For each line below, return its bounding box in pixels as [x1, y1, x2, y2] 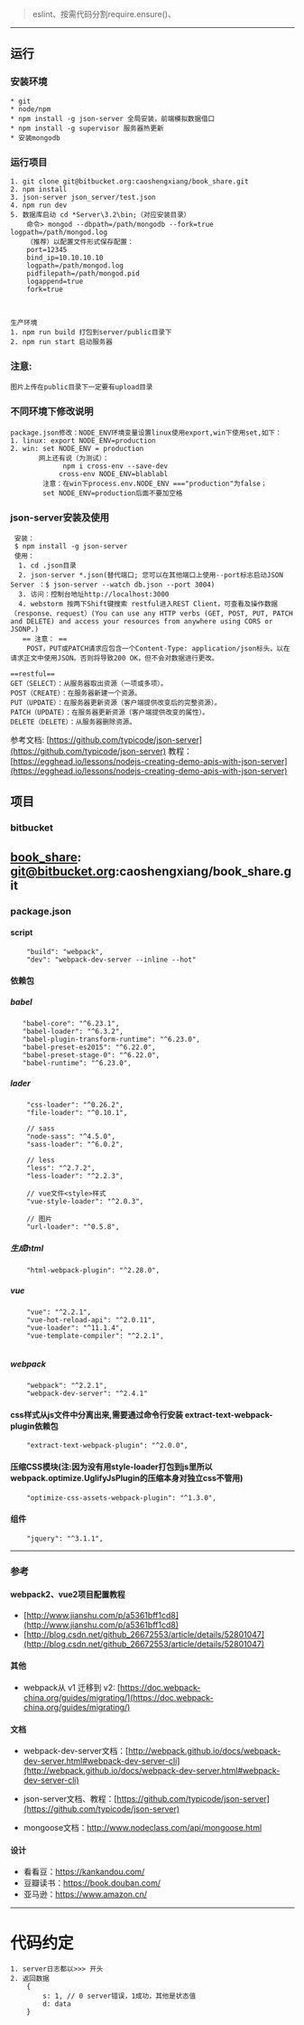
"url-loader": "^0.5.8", [26, 1223, 120, 1232]
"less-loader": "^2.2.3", [26, 1172, 124, 1181]
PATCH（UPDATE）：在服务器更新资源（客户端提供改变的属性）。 [10, 708, 210, 717]
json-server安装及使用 [10, 511, 110, 523]
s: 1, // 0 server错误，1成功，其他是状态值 [42, 1992, 197, 2001]
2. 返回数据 [10, 1974, 51, 1983]
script [10, 927, 33, 938]
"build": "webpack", [26, 947, 104, 956]
